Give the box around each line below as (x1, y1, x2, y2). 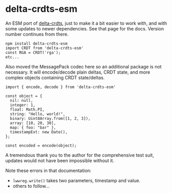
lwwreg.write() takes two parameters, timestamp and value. (12, 177, 141, 183)
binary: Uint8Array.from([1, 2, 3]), (10, 116, 91, 121)
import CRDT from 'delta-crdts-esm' (5, 45, 84, 50)
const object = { (5, 93, 43, 98)
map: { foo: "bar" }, (10, 125, 56, 130)
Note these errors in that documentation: (5, 167, 91, 173)
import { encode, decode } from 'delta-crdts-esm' (5, 84, 116, 90)
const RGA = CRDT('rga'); (5, 50, 61, 55)
